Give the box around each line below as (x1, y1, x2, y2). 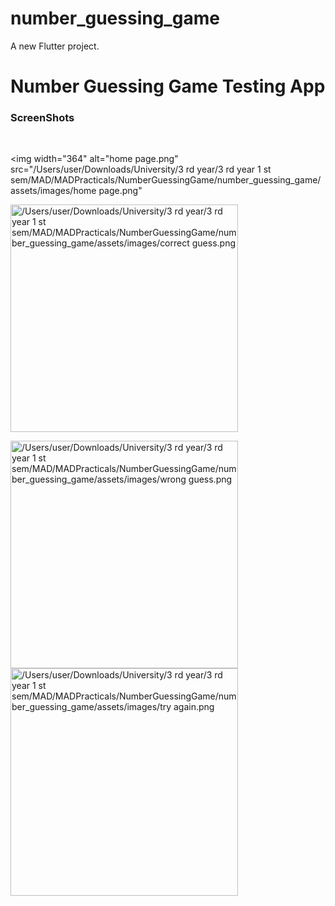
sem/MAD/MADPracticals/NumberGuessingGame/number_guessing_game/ (10, 174, 322, 186)
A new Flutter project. (10, 40, 100, 52)
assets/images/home (10, 185, 97, 197)
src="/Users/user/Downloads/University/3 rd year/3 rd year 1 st (10, 163, 272, 176)
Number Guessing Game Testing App (10, 75, 326, 98)
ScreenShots (10, 111, 75, 125)
